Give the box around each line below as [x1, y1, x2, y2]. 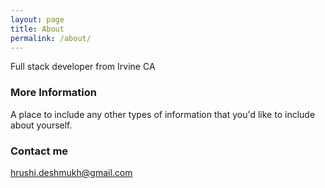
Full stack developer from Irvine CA [10, 61, 156, 73]
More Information [10, 86, 97, 100]
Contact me [10, 144, 69, 158]
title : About [10, 24, 65, 34]
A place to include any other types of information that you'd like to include [10, 108, 316, 120]
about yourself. [10, 119, 73, 131]
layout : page [10, 14, 65, 25]
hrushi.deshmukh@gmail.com [10, 166, 133, 178]
